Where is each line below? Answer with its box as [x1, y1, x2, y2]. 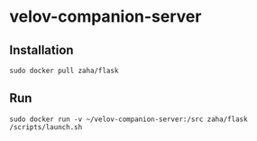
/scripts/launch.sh [9, 122, 83, 132]
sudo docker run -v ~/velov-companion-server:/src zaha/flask [9, 115, 248, 124]
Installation [9, 42, 74, 58]
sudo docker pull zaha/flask [9, 66, 119, 75]
